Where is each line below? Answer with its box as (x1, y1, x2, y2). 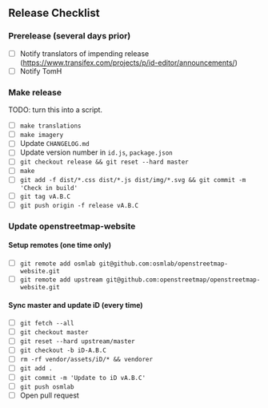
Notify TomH (19, 66, 62, 75)
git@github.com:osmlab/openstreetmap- (98, 260, 228, 268)
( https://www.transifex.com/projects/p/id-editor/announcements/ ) (19, 58, 238, 67)
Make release (8, 87, 62, 98)
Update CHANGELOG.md (19, 139, 90, 148)
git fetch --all (19, 320, 74, 328)
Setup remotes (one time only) (8, 240, 112, 250)
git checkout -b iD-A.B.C (19, 346, 106, 355)
